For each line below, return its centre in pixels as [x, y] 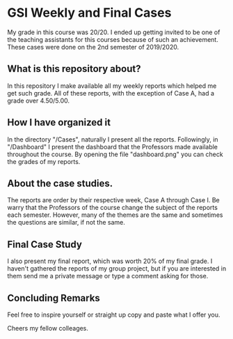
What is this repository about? [74, 69]
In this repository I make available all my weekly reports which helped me [112, 86]
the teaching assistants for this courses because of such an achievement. [113, 39]
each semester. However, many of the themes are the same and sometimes [115, 215]
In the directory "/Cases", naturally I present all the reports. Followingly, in [113, 139]
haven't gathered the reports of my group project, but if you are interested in [117, 269]
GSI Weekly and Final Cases [89, 13]
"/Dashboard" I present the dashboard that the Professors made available [112, 146]
